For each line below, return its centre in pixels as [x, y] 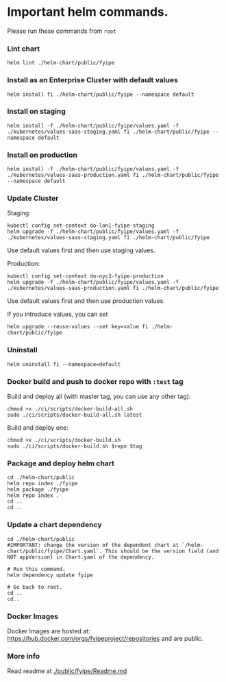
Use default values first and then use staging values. [81, 250]
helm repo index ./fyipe [42, 484]
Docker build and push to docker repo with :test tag [95, 381]
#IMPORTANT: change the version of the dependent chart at [93, 545]
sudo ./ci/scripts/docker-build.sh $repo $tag [75, 446]
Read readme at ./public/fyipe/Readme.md [67, 671]
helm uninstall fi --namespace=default [64, 364]
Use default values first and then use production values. [86, 301]
